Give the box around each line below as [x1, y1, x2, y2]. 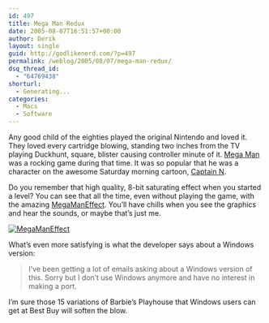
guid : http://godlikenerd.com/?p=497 [8, 50, 136, 58]
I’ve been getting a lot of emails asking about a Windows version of [28, 265, 253, 273]
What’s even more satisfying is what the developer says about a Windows [8, 240, 254, 249]
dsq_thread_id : [8, 65, 60, 73]
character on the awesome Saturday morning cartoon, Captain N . [8, 167, 227, 176]
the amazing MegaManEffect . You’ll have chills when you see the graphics [8, 200, 257, 209]
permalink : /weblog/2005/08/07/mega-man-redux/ [8, 58, 173, 66]
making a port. [28, 282, 77, 291]
